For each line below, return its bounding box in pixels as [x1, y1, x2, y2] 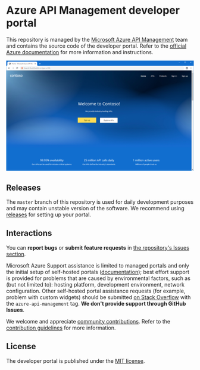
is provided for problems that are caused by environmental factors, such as [6, 275, 190, 282]
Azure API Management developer [6, 4, 180, 17]
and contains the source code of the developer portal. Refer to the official [6, 42, 186, 49]
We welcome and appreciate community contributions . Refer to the [6, 318, 171, 325]
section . [6, 250, 26, 257]
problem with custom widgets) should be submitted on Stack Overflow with [6, 293, 191, 301]
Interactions [6, 228, 52, 238]
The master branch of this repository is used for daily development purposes [6, 198, 194, 206]
